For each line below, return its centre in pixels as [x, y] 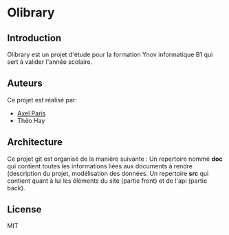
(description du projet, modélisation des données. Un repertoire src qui [108, 173]
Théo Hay [31, 120]
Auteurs [25, 83]
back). [16, 188]
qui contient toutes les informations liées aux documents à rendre [100, 166]
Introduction [34, 38]
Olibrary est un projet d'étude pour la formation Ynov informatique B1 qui [110, 54]
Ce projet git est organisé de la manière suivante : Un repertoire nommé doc [115, 159]
